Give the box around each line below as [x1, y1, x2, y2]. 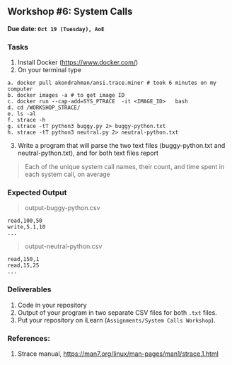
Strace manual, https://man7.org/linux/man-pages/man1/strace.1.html [17, 349, 219, 358]
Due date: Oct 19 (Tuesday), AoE [7, 24, 105, 33]
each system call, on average [24, 170, 111, 179]
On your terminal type [17, 66, 81, 74]
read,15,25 [7, 262, 40, 270]
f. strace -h [7, 117, 46, 124]
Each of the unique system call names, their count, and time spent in [24, 163, 225, 171]
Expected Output [7, 187, 67, 197]
